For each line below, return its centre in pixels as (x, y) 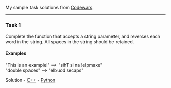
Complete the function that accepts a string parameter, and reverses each (83, 36)
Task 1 (13, 25)
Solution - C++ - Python (31, 80)
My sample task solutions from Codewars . (49, 7)
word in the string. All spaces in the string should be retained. (70, 42)
